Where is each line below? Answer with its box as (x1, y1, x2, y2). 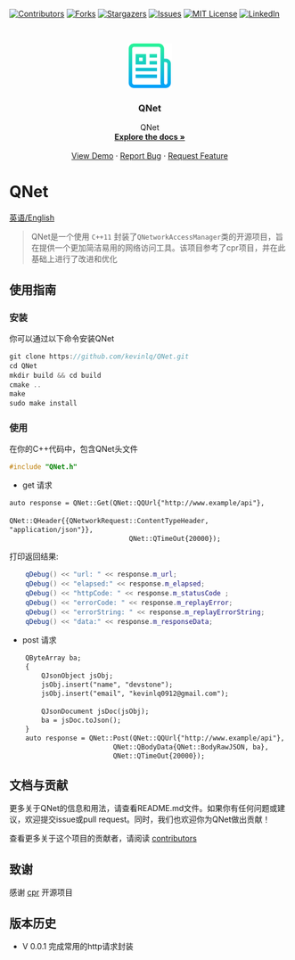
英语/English (9, 212, 55, 223)
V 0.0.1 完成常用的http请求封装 (21, 941, 134, 952)
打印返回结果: (9, 551, 60, 562)
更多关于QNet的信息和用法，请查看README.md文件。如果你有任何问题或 (9, 803, 278, 814)
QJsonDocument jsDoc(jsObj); (41, 707, 150, 716)
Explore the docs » (114, 132, 185, 143)
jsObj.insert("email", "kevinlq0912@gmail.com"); (41, 689, 229, 698)
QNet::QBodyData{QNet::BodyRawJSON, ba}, (112, 743, 269, 751)
